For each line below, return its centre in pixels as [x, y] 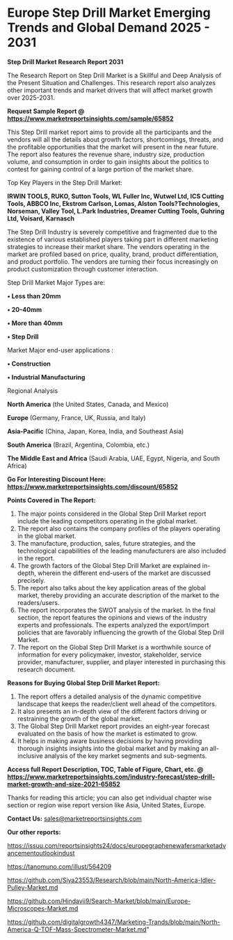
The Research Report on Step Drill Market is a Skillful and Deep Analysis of [114, 75]
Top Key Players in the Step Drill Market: [65, 182]
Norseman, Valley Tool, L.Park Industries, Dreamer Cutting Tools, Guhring [116, 211]
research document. [46, 669]
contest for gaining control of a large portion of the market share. [101, 169]
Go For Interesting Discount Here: [57, 479]
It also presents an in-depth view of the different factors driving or [112, 711]
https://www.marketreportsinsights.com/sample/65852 [90, 118]
